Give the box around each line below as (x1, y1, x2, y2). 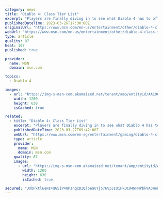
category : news (5, 7, 36, 12)
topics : (5, 74, 21, 79)
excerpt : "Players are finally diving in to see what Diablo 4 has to (5, 16, 151, 21)
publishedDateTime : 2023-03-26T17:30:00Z (5, 20, 90, 26)
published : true (5, 47, 38, 52)
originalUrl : (5, 25, 32, 30)
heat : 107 (5, 43, 25, 48)
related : (5, 114, 23, 119)
